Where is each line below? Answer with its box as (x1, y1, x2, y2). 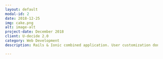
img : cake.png (5, 20, 34, 25)
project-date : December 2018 (5, 29, 64, 34)
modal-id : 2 (5, 12, 29, 16)
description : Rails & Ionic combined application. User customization (5, 43, 151, 47)
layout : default (5, 7, 38, 12)
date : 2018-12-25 (5, 16, 40, 21)
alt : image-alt (5, 25, 36, 30)
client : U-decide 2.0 (5, 34, 49, 39)
